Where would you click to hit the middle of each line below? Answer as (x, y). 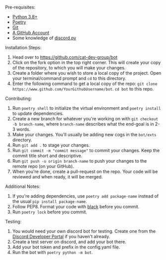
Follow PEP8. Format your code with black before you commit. (76, 207)
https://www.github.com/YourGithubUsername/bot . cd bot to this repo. (83, 89)
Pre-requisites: (20, 7)
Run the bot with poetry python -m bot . (53, 252)
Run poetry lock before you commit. (50, 212)
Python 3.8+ (25, 17)
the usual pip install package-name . (50, 201)
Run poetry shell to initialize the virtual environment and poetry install (86, 108)
